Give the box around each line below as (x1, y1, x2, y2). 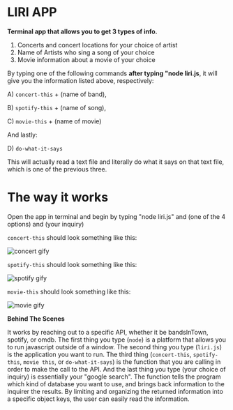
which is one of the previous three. (7, 165, 107, 173)
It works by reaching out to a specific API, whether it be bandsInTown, (7, 328, 209, 336)
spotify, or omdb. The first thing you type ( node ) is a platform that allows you (7, 335, 227, 344)
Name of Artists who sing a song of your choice (17, 48, 155, 56)
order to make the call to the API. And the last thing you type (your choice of (7, 365, 226, 373)
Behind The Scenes (7, 314, 65, 323)
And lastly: (7, 130, 38, 139)
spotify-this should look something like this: (7, 260, 137, 268)
